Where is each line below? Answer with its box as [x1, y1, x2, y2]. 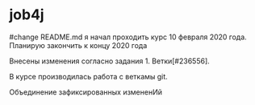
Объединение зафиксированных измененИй [9, 87, 162, 97]
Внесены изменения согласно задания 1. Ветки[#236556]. [9, 56, 211, 66]
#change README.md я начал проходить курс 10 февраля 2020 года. [9, 32, 247, 42]
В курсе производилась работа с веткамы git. [9, 71, 168, 81]
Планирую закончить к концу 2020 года [9, 40, 148, 50]
